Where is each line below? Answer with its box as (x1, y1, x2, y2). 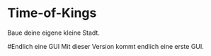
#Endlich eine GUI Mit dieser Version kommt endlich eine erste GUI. (7, 42, 204, 50)
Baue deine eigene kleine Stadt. (7, 28, 101, 37)
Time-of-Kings (7, 5, 97, 21)
